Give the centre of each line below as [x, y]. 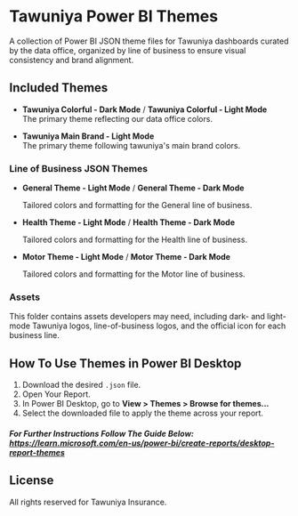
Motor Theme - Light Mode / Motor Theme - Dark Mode [126, 257]
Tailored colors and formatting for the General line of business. [137, 206]
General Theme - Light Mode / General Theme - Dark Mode [133, 188]
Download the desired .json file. [81, 385]
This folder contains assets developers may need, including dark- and [137, 317]
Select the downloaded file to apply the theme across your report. [143, 413]
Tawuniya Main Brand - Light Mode [88, 136]
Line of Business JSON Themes [79, 168]
